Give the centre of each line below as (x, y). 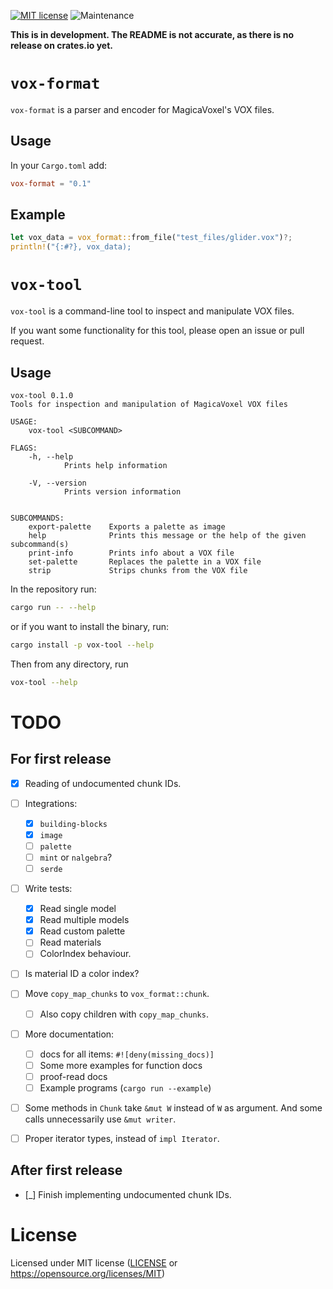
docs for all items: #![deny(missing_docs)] (127, 1054)
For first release (61, 759)
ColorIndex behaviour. (85, 954)
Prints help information (115, 465)
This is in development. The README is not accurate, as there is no (152, 34)
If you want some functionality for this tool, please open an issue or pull (157, 331)
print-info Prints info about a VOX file (131, 553)
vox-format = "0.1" (51, 183)
